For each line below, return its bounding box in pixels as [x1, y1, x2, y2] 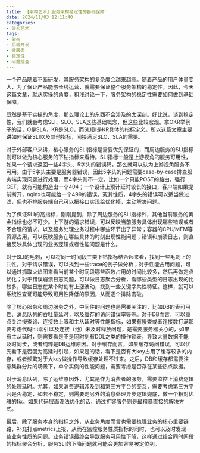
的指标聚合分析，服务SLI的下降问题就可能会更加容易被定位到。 [6, 440, 160, 447]
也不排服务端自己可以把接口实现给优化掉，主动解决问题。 [21, 198, 162, 205]
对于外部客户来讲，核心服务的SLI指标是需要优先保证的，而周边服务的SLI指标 [6, 145, 194, 153]
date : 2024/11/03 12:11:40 [6, 14, 73, 20]
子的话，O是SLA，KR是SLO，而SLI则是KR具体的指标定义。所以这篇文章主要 [6, 126, 192, 133]
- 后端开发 [6, 42, 30, 48]
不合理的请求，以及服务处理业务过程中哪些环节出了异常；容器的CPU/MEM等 [6, 225, 193, 232]
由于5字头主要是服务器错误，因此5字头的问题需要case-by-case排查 [21, 168, 187, 175]
